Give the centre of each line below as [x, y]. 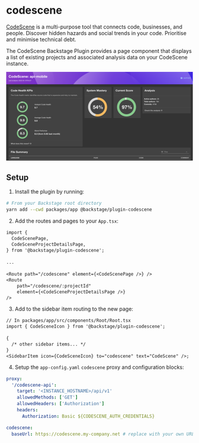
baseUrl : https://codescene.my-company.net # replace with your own [98, 434]
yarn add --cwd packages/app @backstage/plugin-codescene [79, 209]
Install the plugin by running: [49, 191]
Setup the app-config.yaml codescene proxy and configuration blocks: [99, 367]
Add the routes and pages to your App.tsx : [66, 221]
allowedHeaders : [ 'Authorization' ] [61, 404]
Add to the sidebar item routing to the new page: [74, 309]
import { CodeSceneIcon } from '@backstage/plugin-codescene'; [86, 326]
